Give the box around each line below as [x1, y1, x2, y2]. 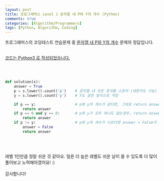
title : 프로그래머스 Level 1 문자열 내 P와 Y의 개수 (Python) [5, 12, 120, 17]
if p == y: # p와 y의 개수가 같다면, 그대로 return [14, 102, 147, 107]
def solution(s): [5, 79, 41, 85]
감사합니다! [5, 171, 26, 177]
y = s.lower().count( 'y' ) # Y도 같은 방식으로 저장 [14, 93, 119, 98]
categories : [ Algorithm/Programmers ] [5, 21, 82, 26]
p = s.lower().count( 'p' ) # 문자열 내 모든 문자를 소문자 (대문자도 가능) [14, 89, 157, 93]
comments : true [5, 16, 36, 21]
